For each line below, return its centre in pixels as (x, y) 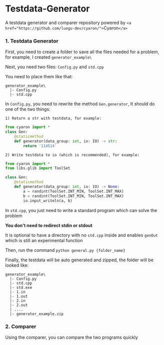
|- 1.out (19, 296)
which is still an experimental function (44, 240)
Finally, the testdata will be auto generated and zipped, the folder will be (79, 260)
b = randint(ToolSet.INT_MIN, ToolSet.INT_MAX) (73, 196)
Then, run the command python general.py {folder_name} (65, 250)
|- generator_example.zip (37, 314)
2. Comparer (21, 326)
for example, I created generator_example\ (48, 57)
